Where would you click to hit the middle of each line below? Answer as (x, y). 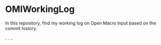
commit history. (21, 28)
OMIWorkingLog (40, 9)
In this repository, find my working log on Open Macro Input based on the (81, 23)
